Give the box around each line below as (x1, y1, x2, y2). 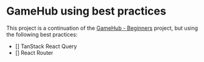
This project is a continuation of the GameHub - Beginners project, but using (6, 24, 199, 32)
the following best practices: (6, 30, 78, 38)
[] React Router (15, 49, 54, 56)
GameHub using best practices (6, 4, 166, 18)
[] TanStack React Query (15, 43, 77, 50)
